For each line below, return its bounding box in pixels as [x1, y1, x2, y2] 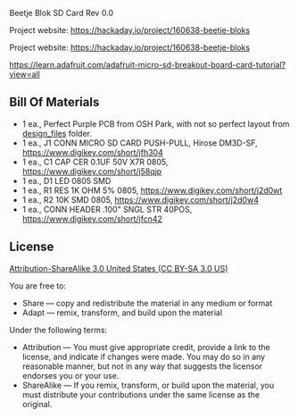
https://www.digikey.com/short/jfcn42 [21, 213, 163, 224]
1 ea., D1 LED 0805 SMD [21, 175, 112, 186]
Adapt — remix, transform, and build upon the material [21, 307, 223, 318]
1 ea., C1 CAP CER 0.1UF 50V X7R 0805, [21, 156, 169, 167]
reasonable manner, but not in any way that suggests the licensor [21, 361, 263, 372]
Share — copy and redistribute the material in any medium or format [21, 297, 273, 308]
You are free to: [9, 280, 67, 291]
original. [21, 398, 53, 409]
